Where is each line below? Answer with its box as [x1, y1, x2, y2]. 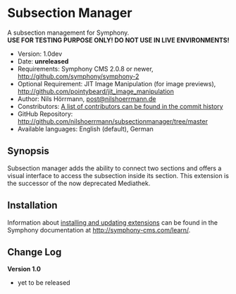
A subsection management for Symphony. [7, 28, 130, 37]
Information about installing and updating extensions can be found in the [7, 218, 218, 227]
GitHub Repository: [17, 110, 73, 118]
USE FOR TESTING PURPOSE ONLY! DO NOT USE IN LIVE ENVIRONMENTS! [7, 35, 230, 44]
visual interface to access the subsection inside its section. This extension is [7, 171, 229, 180]
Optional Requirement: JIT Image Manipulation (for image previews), [17, 79, 216, 88]
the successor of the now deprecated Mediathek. [7, 179, 151, 187]
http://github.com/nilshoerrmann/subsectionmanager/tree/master [17, 117, 208, 125]
